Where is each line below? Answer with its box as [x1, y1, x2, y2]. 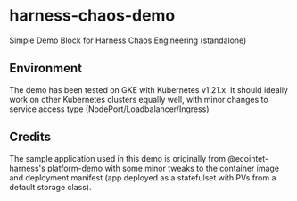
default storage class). [9, 181, 92, 192]
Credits [9, 130, 52, 145]
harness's [9, 163, 46, 173]
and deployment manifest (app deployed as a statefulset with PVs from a [9, 172, 276, 183]
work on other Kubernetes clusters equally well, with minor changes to [9, 94, 269, 105]
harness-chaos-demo [9, 5, 176, 26]
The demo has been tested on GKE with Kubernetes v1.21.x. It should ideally [9, 84, 288, 95]
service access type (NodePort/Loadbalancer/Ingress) [9, 104, 210, 114]
